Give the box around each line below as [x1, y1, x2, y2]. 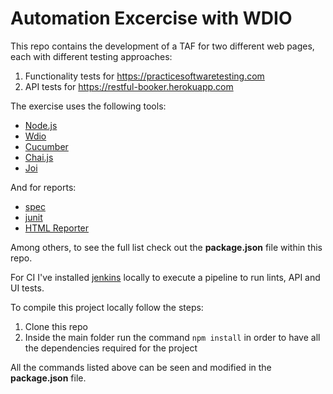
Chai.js [24, 151, 54, 163]
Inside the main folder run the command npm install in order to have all [24, 331, 321, 343]
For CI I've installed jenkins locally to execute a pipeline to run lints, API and [10, 271, 321, 283]
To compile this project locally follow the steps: [10, 301, 204, 313]
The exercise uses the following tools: [10, 100, 167, 112]
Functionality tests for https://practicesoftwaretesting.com [24, 70, 265, 82]
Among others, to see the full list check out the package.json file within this [10, 241, 323, 253]
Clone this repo [24, 320, 88, 332]
